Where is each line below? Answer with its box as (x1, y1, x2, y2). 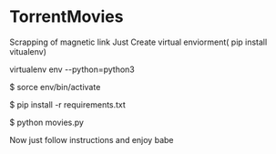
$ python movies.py (9, 117, 85, 128)
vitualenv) (9, 46, 47, 56)
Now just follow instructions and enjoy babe (9, 134, 174, 145)
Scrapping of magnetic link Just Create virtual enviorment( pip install (9, 36, 268, 47)
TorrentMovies (9, 6, 124, 27)
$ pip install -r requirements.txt (9, 98, 126, 110)
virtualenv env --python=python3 (9, 64, 135, 75)
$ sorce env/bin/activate (9, 81, 101, 92)
